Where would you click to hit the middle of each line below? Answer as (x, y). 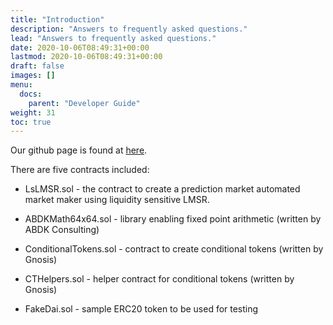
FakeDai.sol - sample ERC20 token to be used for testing (141, 309)
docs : (31, 94)
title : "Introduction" (57, 19)
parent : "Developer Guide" (84, 103)
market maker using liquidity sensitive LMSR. (117, 200)
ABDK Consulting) (62, 230)
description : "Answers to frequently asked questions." (129, 29)
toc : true (31, 122)
